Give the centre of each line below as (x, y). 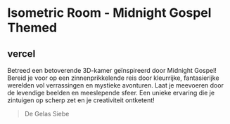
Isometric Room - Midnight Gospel (109, 13)
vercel (21, 54)
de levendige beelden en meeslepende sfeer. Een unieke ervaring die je (111, 93)
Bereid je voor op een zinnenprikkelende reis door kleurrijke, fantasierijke (113, 78)
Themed (32, 28)
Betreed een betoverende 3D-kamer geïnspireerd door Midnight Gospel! (112, 70)
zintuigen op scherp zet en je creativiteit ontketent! (81, 100)
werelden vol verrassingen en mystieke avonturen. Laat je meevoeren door (115, 85)
